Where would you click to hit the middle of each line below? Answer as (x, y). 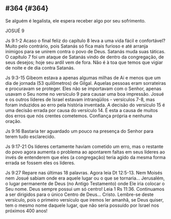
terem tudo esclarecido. (30, 136)
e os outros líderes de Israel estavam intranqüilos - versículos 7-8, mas (80, 99)
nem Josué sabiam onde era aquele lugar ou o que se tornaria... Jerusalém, (85, 178)
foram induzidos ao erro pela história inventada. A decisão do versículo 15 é (85, 105)
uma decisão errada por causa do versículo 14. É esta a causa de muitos (82, 110)
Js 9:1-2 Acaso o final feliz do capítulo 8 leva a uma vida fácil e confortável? (85, 40)
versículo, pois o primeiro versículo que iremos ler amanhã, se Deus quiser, (84, 200)
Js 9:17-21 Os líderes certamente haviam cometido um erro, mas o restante (84, 146)
